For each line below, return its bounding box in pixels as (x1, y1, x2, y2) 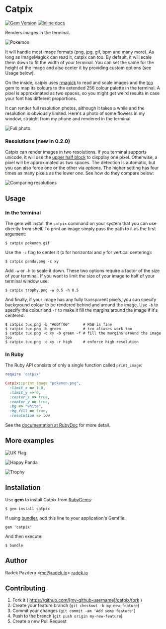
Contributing (5, 584, 46, 592)
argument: (5, 231, 26, 237)
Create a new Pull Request (12, 618, 67, 625)
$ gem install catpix (5, 506, 50, 511)
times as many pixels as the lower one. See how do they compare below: (5, 170, 154, 176)
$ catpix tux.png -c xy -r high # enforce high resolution (5, 339, 139, 344)
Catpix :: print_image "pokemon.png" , (5, 381, 81, 386)
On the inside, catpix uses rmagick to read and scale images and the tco (5, 80, 153, 86)
